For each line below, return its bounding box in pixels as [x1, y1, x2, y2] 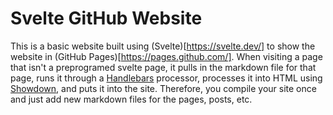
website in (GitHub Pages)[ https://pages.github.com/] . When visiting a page [10, 50, 323, 62]
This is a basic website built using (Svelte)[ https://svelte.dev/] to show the [10, 40, 316, 52]
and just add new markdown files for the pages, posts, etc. [10, 93, 253, 105]
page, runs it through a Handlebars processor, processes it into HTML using [10, 72, 323, 84]
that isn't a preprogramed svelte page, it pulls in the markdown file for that [10, 61, 317, 73]
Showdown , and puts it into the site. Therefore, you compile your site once [10, 82, 317, 94]
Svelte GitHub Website [10, 7, 203, 30]
